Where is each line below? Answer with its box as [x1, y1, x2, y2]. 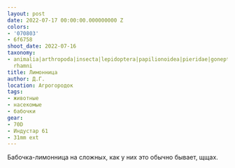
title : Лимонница [7, 69, 58, 76]
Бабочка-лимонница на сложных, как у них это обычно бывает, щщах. [7, 153, 218, 162]
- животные [7, 95, 39, 102]
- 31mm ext [7, 134, 39, 141]
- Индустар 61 [7, 127, 49, 134]
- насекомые [7, 101, 42, 108]
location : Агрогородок [7, 82, 73, 89]
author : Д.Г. [7, 75, 45, 83]
